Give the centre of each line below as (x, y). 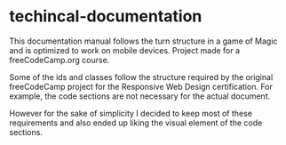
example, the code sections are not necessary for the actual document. (140, 96)
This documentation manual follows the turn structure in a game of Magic (143, 41)
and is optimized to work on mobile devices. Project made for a (125, 50)
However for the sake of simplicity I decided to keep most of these (131, 113)
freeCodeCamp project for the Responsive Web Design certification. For (141, 86)
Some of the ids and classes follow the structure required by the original (141, 77)
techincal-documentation (106, 16)
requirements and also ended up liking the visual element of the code (136, 123)
